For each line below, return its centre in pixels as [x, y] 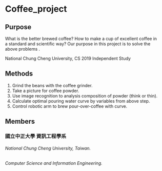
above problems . [23, 49]
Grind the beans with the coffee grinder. [52, 85]
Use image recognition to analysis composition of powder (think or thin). [85, 95]
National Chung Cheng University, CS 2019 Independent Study [68, 58]
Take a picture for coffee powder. [46, 91]
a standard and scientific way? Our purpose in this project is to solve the [78, 44]
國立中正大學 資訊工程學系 [36, 136]
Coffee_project [36, 9]
